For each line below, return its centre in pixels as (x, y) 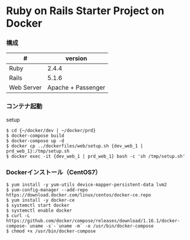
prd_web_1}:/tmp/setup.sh (38, 151)
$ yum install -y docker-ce (41, 200)
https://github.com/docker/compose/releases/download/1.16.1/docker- (93, 221)
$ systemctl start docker (38, 206)
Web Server (26, 88)
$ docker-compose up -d (35, 141)
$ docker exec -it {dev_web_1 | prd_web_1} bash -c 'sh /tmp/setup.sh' (96, 156)
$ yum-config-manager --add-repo (47, 190)
